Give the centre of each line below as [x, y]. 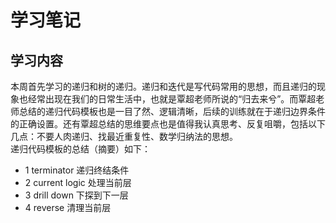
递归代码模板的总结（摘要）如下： [80, 149]
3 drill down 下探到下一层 [76, 195]
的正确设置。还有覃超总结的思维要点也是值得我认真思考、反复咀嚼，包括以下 [168, 124]
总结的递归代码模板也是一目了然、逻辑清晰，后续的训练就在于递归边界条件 [172, 111]
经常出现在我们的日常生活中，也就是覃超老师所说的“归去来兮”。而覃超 [172, 99]
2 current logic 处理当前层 [78, 182]
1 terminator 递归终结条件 [77, 170]
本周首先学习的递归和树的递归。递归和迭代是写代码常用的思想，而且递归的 [163, 86]
